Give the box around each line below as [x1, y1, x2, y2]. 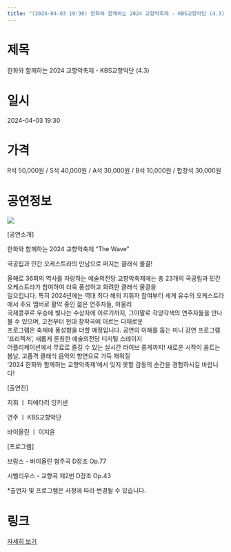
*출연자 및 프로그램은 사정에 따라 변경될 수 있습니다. [7, 486, 146, 495]
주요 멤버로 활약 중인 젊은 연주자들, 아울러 [19, 300, 132, 308]
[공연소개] [7, 230, 34, 239]
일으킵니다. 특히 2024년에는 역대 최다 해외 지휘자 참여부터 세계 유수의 [7, 291, 195, 300]
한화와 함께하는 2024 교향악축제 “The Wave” [7, 245, 130, 253]
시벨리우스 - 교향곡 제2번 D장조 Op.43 [7, 472, 112, 480]
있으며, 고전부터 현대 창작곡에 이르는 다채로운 [21, 317, 143, 326]
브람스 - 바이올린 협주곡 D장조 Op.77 [7, 457, 107, 466]
